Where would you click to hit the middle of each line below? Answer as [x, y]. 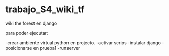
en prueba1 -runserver [57, 48]
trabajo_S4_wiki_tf [45, 9]
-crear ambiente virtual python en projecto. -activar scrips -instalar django [83, 43]
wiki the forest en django [31, 23]
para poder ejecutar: [27, 33]
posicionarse [19, 48]
